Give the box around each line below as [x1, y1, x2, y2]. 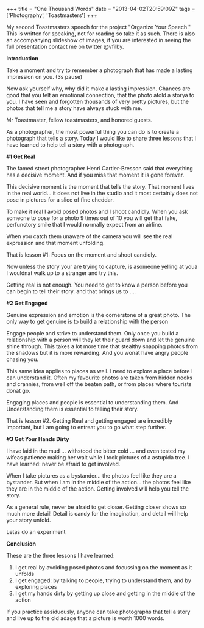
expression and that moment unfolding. [6, 239, 105, 246]
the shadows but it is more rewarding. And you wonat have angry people [6, 349, 189, 356]
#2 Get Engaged [6, 299, 48, 307]
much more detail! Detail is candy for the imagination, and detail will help [6, 510, 189, 517]
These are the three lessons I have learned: [6, 552, 115, 559]
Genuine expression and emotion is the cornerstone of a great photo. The [6, 312, 191, 318]
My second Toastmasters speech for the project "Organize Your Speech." [6, 24, 191, 31]
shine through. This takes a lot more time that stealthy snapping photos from [6, 343, 198, 350]
